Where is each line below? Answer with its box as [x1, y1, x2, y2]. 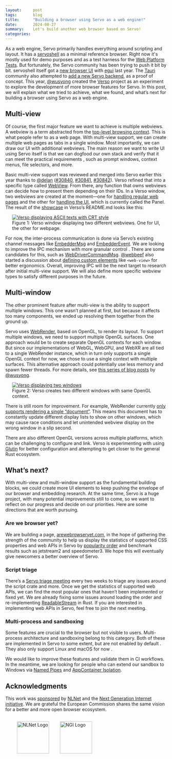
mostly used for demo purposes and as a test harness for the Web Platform [5, 57, 165, 62]
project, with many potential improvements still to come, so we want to [5, 496, 155, 502]
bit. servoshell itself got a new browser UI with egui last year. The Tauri [5, 67, 156, 74]
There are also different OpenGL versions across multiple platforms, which [5, 435, 163, 441]
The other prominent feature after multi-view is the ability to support [5, 302, 150, 308]
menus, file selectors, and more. [5, 161, 73, 168]
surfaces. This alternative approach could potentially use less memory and [5, 361, 163, 367]
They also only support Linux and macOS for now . [5, 646, 113, 652]
